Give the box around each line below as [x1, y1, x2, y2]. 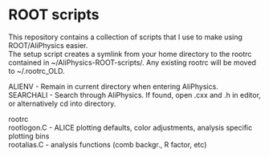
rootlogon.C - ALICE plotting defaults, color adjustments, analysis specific [8, 123, 253, 132]
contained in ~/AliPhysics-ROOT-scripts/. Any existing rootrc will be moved [8, 58, 257, 67]
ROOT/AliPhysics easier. [8, 40, 88, 50]
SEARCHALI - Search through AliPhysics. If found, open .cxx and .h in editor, [8, 90, 261, 99]
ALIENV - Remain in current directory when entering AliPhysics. [8, 82, 218, 91]
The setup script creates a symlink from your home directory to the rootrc [8, 49, 252, 58]
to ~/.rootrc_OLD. [8, 66, 65, 75]
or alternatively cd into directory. [8, 99, 116, 108]
